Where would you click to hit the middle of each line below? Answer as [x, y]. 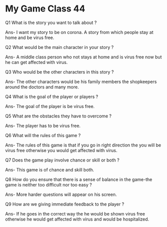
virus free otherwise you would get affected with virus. [61, 150]
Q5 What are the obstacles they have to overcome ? [58, 116]
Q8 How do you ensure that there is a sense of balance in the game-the [79, 179]
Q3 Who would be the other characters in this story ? [60, 72]
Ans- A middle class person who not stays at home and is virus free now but [83, 57]
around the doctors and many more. [42, 87]
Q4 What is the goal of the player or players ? [52, 96]
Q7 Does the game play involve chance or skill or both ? [62, 160]
